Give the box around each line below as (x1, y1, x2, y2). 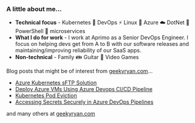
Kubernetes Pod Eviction (15, 92, 77, 99)
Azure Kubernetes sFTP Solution (15, 79, 97, 86)
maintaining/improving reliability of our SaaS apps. (15, 47, 142, 54)
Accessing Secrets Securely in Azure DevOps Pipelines (15, 98, 154, 106)
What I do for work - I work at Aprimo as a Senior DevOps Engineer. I (15, 34, 188, 41)
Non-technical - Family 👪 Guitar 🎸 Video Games (15, 54, 139, 61)
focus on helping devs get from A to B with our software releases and (15, 40, 190, 48)
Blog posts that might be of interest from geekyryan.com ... (6, 68, 153, 75)
